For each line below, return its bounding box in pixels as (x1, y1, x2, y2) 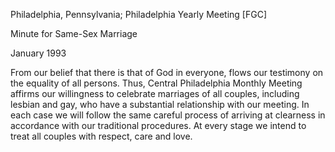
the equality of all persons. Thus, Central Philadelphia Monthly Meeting (10, 77, 303, 89)
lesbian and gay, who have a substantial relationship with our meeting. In (10, 99, 310, 110)
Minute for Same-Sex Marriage (10, 28, 138, 39)
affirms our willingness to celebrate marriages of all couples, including (10, 88, 300, 99)
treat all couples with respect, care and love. (10, 130, 193, 142)
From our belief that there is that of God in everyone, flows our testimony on (10, 67, 324, 78)
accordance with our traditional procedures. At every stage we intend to (10, 120, 307, 131)
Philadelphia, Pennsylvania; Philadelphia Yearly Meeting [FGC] (10, 9, 268, 20)
